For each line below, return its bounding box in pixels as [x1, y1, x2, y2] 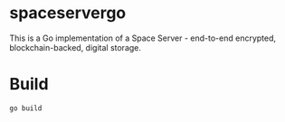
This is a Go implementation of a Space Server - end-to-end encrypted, [9, 33, 277, 43]
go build [9, 103, 43, 113]
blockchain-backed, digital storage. [9, 42, 142, 52]
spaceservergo [9, 3, 127, 23]
